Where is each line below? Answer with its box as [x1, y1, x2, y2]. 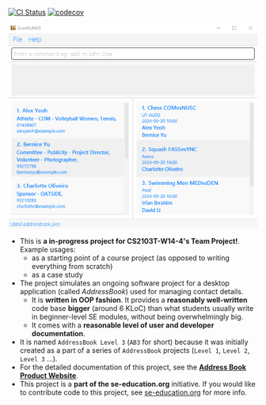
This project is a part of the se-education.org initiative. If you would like [19, 380, 256, 389]
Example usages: [19, 245, 76, 255]
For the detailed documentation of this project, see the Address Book [19, 362, 247, 372]
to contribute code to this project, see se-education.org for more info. [19, 388, 247, 397]
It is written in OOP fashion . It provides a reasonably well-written [31, 295, 248, 305]
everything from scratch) [31, 262, 113, 271]
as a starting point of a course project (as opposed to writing [31, 253, 230, 263]
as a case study [31, 270, 83, 280]
